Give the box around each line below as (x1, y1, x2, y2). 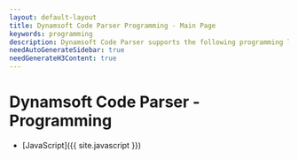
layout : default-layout (9, 12, 98, 22)
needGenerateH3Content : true (9, 54, 117, 63)
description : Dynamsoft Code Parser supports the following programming (9, 37, 284, 47)
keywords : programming (9, 29, 93, 38)
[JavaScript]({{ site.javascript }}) (21, 140, 142, 150)
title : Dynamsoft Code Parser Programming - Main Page (9, 21, 216, 30)
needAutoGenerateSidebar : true (9, 46, 125, 55)
